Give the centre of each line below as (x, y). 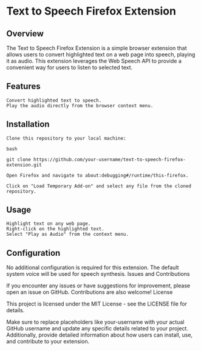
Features (23, 86)
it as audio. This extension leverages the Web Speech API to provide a (94, 61)
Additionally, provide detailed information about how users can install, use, (100, 335)
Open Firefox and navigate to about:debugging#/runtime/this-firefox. (97, 175)
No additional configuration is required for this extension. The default (93, 267)
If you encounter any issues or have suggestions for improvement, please (98, 286)
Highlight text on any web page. (49, 224)
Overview (25, 34)
